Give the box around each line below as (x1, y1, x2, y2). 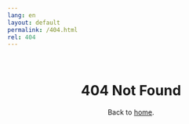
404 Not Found (80, 82, 182, 100)
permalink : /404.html (7, 26, 78, 34)
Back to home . (107, 108, 154, 117)
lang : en (7, 11, 36, 19)
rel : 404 (7, 33, 36, 41)
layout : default (7, 19, 60, 27)
